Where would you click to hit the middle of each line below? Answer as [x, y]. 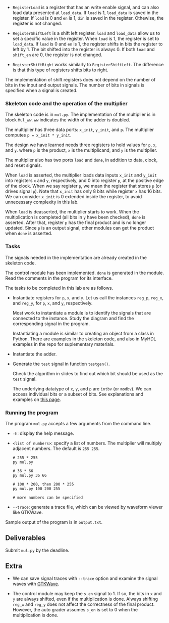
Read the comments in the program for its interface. [59, 278]
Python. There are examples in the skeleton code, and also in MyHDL [84, 339]
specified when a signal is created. [41, 90]
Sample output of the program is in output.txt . [54, 522]
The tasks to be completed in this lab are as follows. [59, 288]
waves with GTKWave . [36, 584]
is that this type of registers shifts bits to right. [60, 70]
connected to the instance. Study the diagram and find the [73, 318]
